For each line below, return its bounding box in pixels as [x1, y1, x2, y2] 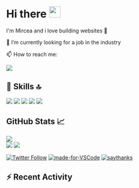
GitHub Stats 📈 [6, 117, 65, 127]
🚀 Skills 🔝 [6, 82, 42, 92]
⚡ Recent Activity [6, 172, 73, 182]
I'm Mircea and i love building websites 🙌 [6, 27, 108, 34]
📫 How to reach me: [6, 50, 58, 58]
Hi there [6, 7, 47, 21]
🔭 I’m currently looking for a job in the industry [6, 38, 122, 46]
